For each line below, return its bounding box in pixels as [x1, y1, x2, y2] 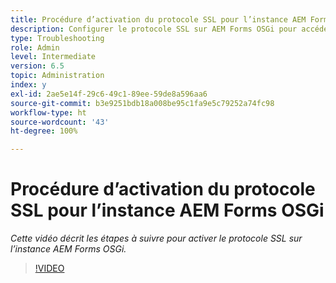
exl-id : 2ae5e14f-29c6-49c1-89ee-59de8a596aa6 [10, 89, 208, 99]
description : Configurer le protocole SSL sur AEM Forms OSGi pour [10, 24, 298, 34]
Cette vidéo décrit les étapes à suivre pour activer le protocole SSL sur [10, 232, 303, 245]
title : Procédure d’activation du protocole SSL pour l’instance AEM [10, 14, 307, 25]
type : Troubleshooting [10, 33, 105, 43]
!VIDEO [34, 262, 65, 275]
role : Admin [10, 42, 60, 53]
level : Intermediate [10, 52, 97, 62]
